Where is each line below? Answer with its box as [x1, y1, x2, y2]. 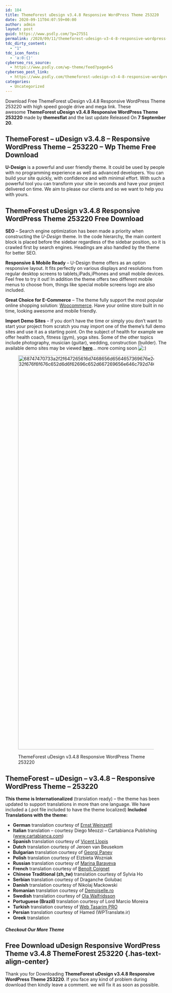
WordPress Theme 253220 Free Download [5, 214, 144, 223]
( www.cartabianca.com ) [12, 833, 64, 839]
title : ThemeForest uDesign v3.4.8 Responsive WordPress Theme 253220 [5, 12, 159, 17]
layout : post [5, 27, 33, 32]
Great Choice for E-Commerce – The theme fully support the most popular [5, 297, 164, 303]
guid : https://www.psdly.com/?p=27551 [5, 31, 88, 36]
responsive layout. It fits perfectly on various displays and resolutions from [5, 265, 163, 271]
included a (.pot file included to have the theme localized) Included [5, 807, 147, 813]
